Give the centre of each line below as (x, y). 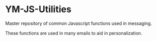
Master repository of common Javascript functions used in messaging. (78, 23)
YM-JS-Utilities (38, 9)
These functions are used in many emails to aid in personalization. (74, 33)
